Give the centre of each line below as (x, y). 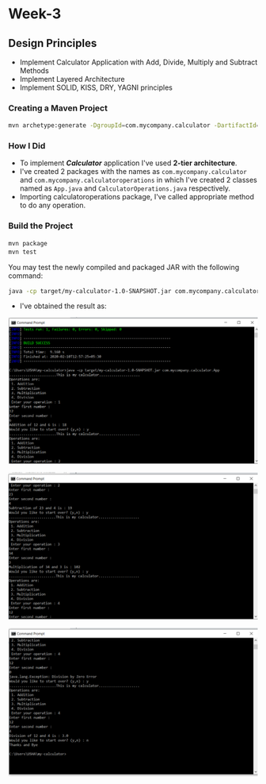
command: (26, 276)
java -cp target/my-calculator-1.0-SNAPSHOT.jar (90, 291)
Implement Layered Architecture (72, 79)
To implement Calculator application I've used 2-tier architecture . (128, 163)
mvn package (28, 243)
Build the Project (41, 226)
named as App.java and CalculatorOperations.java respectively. (125, 188)
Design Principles (53, 43)
